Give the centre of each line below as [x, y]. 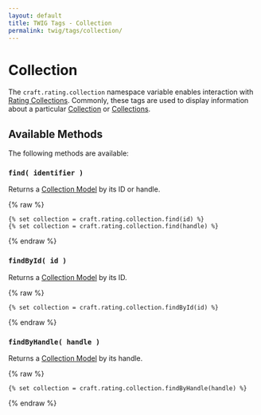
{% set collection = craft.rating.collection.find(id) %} [106, 219]
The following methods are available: [68, 153]
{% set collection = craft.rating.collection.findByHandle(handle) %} [128, 389]
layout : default [35, 16]
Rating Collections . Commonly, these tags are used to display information [129, 101]
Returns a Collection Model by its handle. [76, 358]
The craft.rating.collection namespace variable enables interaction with [131, 92]
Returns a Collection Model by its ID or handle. [84, 189]
